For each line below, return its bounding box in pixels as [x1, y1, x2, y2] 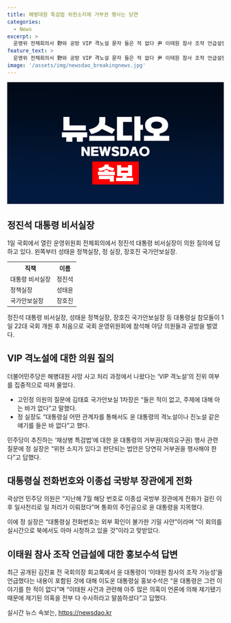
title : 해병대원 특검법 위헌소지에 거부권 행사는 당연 [7, 11, 139, 18]
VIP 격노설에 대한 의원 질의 [7, 352, 115, 364]
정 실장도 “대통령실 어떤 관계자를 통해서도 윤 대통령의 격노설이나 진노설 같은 [16, 412, 220, 421]
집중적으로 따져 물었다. [14, 381, 76, 389]
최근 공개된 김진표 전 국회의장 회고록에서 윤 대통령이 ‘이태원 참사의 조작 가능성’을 [7, 568, 223, 576]
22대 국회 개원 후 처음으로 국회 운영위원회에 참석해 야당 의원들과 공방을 [14, 321, 205, 330]
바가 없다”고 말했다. [24, 403, 77, 412]
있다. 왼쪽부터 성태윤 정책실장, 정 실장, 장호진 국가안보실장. [19, 248, 177, 256]
